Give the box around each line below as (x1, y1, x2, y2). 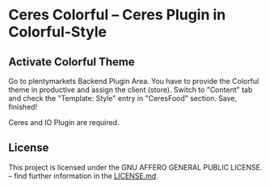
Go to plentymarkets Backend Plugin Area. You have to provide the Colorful (8, 77, 259, 86)
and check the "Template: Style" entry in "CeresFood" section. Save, (8, 94, 238, 102)
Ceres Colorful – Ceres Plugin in (8, 6, 226, 24)
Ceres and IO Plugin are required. (8, 118, 120, 127)
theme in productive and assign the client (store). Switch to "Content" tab (8, 85, 253, 94)
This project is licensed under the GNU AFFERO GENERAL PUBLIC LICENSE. (8, 162, 263, 172)
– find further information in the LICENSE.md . (8, 171, 159, 181)
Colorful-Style (8, 23, 108, 41)
